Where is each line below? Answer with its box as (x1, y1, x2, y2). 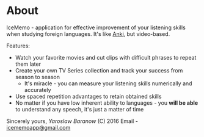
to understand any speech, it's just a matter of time (15, 105, 144, 113)
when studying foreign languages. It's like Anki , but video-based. (6, 30, 170, 37)
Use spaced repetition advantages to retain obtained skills (15, 93, 162, 100)
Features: (6, 42, 31, 49)
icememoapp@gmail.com (6, 124, 71, 131)
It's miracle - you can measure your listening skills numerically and (24, 80, 192, 87)
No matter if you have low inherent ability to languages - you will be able (15, 99, 199, 107)
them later (15, 60, 42, 68)
